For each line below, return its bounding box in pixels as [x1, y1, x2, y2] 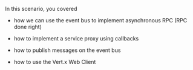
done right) [13, 24, 42, 30]
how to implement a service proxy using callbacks [13, 35, 139, 42]
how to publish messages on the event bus [13, 46, 121, 54]
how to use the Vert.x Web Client [13, 59, 96, 65]
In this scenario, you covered [5, 5, 77, 12]
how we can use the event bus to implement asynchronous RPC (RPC [13, 17, 188, 24]
